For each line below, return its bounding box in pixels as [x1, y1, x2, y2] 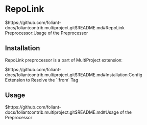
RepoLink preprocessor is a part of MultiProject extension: [5, 57, 123, 63]
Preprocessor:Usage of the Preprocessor [5, 30, 88, 36]
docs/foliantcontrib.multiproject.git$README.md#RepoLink [5, 24, 125, 30]
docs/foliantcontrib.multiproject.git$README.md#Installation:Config [5, 72, 143, 78]
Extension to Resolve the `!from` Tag [5, 77, 78, 83]
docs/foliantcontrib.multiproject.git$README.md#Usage [5, 109, 119, 115]
